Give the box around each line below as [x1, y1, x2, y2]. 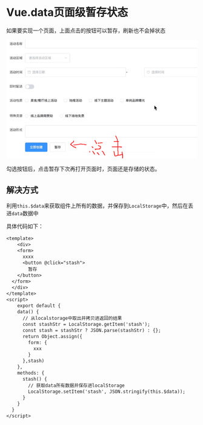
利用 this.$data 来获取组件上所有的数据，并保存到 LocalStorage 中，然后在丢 [6, 202, 194, 210]
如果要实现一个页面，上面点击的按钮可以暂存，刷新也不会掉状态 [6, 27, 165, 34]
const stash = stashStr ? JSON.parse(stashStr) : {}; [22, 328, 162, 334]
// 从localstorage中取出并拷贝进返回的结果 [22, 316, 122, 322]
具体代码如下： [6, 223, 44, 230]
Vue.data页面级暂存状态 [6, 5, 128, 19]
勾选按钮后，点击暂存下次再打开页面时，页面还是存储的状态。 [6, 165, 161, 173]
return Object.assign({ [22, 334, 83, 340]
